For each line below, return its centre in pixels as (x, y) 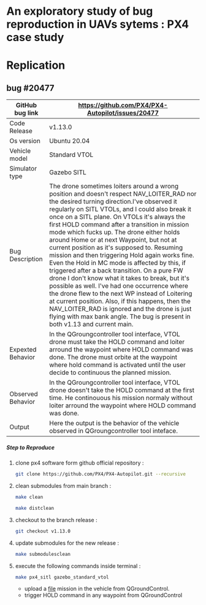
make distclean (35, 508)
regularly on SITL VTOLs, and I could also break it (120, 209)
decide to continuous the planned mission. (110, 372)
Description (26, 259)
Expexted (23, 350)
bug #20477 (30, 88)
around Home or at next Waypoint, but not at (113, 240)
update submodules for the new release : (67, 543)
